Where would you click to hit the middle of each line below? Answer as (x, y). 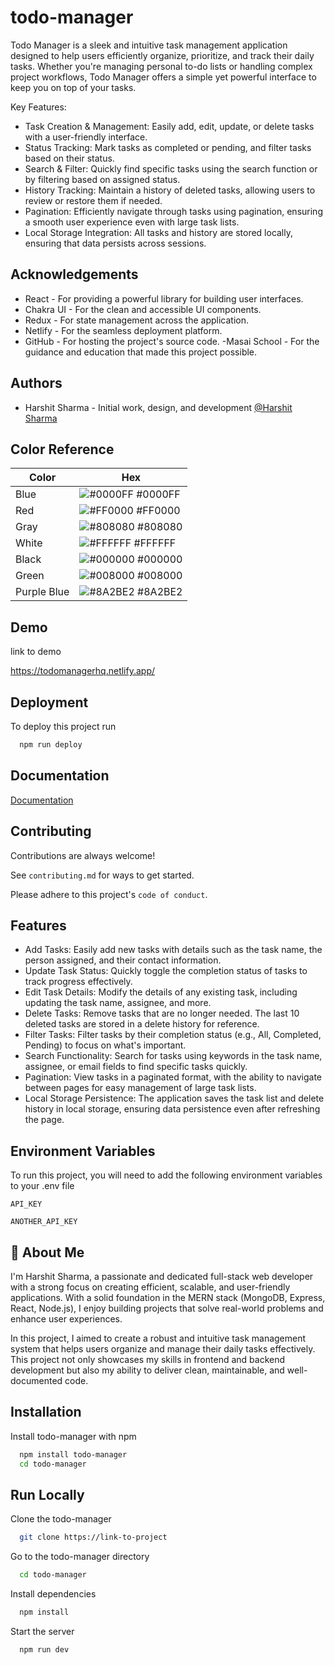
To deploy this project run (63, 726)
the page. (44, 1120)
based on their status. (69, 158)
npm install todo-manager (73, 1454)
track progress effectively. (78, 982)
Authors (36, 383)
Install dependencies (53, 1594)
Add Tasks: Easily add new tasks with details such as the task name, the (173, 950)
